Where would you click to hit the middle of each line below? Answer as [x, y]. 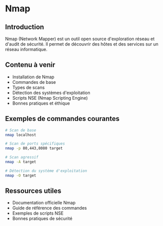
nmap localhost [21, 135]
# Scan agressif [22, 157]
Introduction [25, 27]
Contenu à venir [30, 65]
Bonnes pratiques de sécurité [42, 219]
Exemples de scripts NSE [38, 213]
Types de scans [28, 87]
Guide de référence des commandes [50, 208]
